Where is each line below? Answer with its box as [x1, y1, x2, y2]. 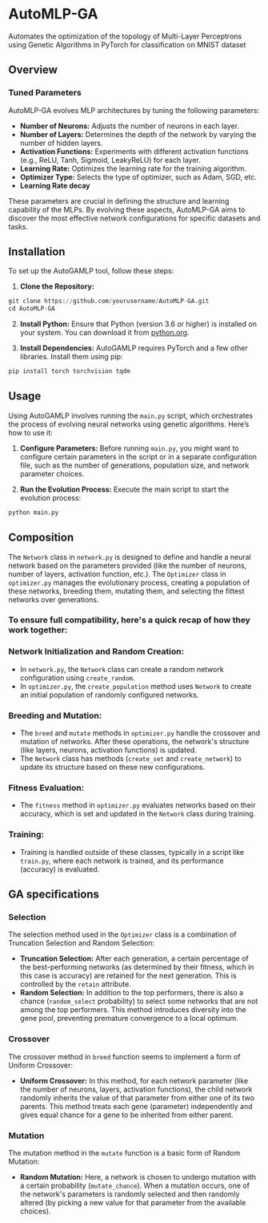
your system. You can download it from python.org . [19, 328, 190, 338]
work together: [8, 625, 68, 636]
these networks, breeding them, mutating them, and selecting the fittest [8, 586, 246, 596]
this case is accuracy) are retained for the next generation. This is [19, 971, 238, 981]
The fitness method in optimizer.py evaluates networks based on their [19, 800, 256, 810]
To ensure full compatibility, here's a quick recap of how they [8, 614, 250, 626]
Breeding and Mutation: [8, 710, 102, 721]
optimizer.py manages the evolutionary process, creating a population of [8, 577, 250, 587]
